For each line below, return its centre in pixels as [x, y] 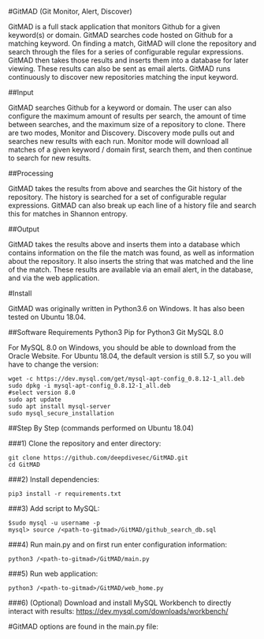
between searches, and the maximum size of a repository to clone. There [127, 124]
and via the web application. [54, 278]
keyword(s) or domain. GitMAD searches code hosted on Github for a [121, 35]
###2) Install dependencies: [54, 479]
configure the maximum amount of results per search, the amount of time [127, 116]
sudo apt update [35, 400]
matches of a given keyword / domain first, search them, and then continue [130, 150]
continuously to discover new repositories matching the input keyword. [123, 77]
